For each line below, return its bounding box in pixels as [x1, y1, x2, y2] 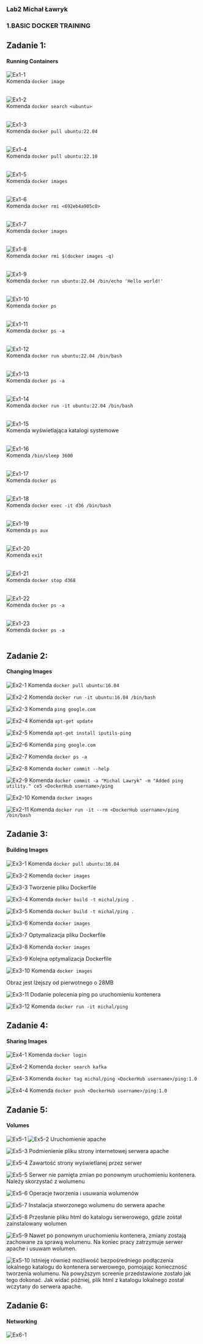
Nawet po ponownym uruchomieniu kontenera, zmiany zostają [29, 1232, 186, 1239]
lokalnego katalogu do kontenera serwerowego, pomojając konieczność [6, 1263, 188, 1270]
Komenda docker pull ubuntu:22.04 [6, 128, 98, 135]
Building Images [6, 846, 48, 853]
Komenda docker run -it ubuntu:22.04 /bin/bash [6, 402, 133, 410]
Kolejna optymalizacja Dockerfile [29, 955, 112, 962]
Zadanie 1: [6, 41, 46, 51]
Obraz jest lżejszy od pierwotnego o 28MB [6, 979, 114, 986]
